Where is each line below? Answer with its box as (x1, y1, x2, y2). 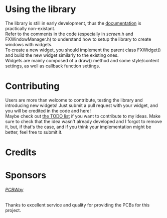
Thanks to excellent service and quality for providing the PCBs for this (5, 202, 150, 208)
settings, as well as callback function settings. (5, 63, 100, 69)
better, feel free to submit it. (5, 129, 63, 135)
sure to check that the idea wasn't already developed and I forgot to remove (5, 118, 162, 124)
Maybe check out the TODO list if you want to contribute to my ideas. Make (5, 113, 161, 119)
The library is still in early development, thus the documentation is (5, 20, 141, 26)
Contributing (5, 80, 60, 92)
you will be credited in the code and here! (5, 107, 91, 114)
